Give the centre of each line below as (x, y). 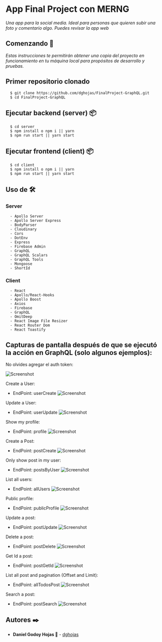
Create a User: (20, 384)
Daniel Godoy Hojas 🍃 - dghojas (46, 634)
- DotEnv (19, 238)
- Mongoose (21, 264)
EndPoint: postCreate (34, 450)
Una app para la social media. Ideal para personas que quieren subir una (81, 23)
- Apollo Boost (26, 300)
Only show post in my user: (33, 460)
